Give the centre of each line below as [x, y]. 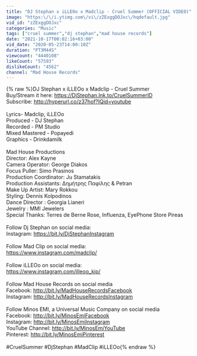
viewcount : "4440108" [33, 56]
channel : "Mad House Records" [43, 72]
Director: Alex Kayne [31, 158]
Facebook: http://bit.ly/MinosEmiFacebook [58, 316]
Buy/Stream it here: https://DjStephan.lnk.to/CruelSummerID [79, 95]
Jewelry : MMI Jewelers [35, 209]
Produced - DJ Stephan [35, 121]
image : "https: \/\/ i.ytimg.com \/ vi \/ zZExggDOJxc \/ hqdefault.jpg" [88, 17]
